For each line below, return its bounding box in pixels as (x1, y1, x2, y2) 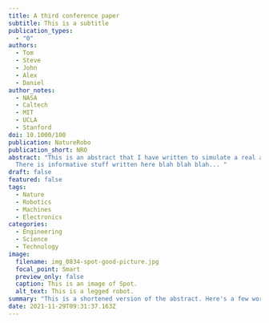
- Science (15, 236, 48, 244)
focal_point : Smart (15, 265, 81, 273)
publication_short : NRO (8, 146, 88, 154)
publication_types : (8, 26, 74, 34)
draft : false (8, 168, 52, 176)
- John (15, 64, 38, 72)
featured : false (8, 176, 62, 184)
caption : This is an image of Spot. (15, 280, 138, 289)
